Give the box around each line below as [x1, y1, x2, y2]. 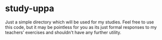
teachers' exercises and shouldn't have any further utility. [5, 29, 122, 35]
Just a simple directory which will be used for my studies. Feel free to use [5, 19, 154, 25]
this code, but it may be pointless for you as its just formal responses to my [5, 24, 157, 30]
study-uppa [5, 3, 54, 14]
